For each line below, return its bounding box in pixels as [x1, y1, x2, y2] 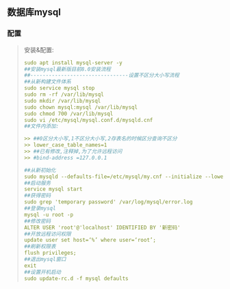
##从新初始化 [23, 166, 56, 173]
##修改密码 [23, 218, 51, 225]
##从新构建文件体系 [23, 78, 72, 86]
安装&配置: [23, 45, 54, 53]
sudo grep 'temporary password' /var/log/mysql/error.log [23, 199, 193, 205]
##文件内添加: [23, 123, 60, 130]
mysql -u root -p [23, 211, 74, 218]
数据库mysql [7, 6, 62, 18]
